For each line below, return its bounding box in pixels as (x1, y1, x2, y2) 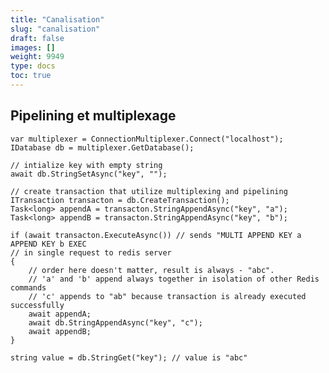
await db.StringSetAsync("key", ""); (10, 169, 168, 179)
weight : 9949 (10, 52, 65, 62)
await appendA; (28, 309, 92, 319)
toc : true (10, 71, 52, 81)
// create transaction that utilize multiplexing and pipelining (10, 186, 288, 196)
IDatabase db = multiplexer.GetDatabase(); (10, 142, 195, 153)
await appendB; (28, 326, 92, 336)
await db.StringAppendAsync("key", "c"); (28, 317, 203, 328)
